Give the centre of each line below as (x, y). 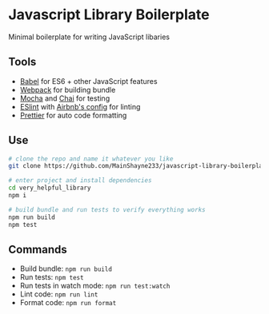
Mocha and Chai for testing (65, 98)
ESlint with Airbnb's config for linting (80, 106)
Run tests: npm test (52, 277)
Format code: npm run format (68, 303)
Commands (38, 249)
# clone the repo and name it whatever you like (91, 159)
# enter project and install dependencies (80, 181)
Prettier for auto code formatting (73, 115)
